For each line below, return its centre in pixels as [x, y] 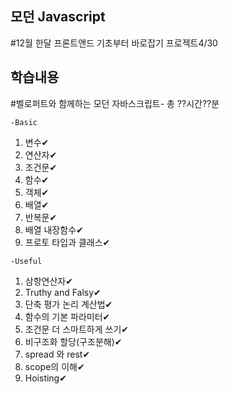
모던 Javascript [58, 17]
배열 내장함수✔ [54, 229]
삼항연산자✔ [48, 281]
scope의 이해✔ [54, 366]
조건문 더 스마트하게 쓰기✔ [77, 329]
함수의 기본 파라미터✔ [67, 316]
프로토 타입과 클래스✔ [67, 242]
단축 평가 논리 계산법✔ [68, 304]
